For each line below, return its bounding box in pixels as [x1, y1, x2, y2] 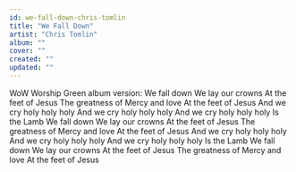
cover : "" [9, 47, 47, 56]
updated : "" [9, 64, 54, 73]
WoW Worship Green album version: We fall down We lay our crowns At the [9, 87, 287, 99]
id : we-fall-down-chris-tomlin [9, 13, 126, 22]
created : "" [9, 55, 54, 64]
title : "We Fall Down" [9, 21, 94, 30]
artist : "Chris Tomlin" [9, 30, 98, 39]
